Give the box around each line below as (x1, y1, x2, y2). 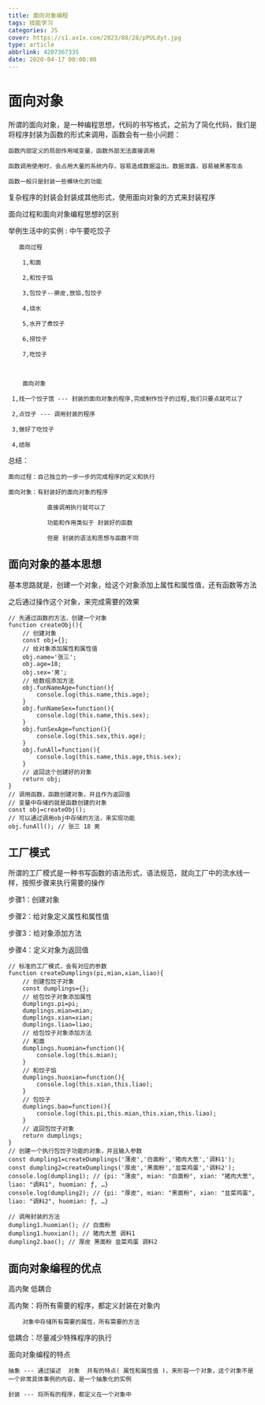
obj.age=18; (22, 660, 62, 668)
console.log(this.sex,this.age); (36, 732, 147, 740)
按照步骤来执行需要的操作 (21, 878, 105, 887)
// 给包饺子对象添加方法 (22, 1029, 92, 1038)
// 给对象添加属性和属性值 (22, 645, 98, 653)
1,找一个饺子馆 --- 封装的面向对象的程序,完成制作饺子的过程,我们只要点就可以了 (11, 394, 243, 403)
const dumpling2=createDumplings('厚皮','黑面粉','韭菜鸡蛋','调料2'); (8, 1164, 236, 1172)
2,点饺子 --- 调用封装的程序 (11, 410, 96, 418)
